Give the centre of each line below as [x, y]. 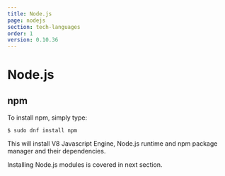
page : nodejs [27, 20]
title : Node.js [30, 14]
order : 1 [20, 33]
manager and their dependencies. [57, 151]
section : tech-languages [44, 27]
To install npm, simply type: [47, 118]
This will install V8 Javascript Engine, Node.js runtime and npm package [112, 144]
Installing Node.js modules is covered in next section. [85, 165]
